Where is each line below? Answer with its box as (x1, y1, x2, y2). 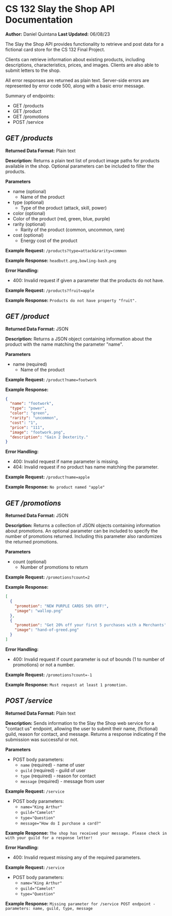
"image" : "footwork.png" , (10, 429, 66, 435)
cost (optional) (12, 232, 44, 238)
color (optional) (12, 210, 46, 216)
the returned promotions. (5, 539, 59, 545)
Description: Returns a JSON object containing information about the (5, 335, 152, 342)
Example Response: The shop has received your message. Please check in (5, 830, 167, 836)
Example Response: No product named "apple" (5, 484, 105, 490)
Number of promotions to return (20, 564, 88, 570)
